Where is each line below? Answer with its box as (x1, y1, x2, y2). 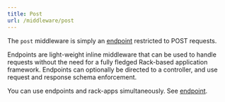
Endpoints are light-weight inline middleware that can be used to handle (7, 50, 217, 59)
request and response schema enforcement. (7, 72, 137, 81)
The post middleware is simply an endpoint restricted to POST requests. (7, 36, 217, 45)
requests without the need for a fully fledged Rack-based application (7, 57, 208, 66)
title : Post (7, 10, 42, 18)
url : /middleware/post (7, 17, 74, 24)
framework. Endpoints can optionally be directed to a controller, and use (7, 65, 218, 74)
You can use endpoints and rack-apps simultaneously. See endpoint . (7, 86, 208, 95)
